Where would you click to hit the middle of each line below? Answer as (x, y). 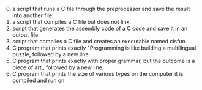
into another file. (33, 15)
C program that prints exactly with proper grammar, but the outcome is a (103, 61)
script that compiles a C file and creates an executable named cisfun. (99, 41)
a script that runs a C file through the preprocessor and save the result (101, 9)
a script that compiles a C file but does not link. (72, 22)
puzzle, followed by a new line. (51, 54)
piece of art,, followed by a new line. (58, 67)
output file (25, 35)
